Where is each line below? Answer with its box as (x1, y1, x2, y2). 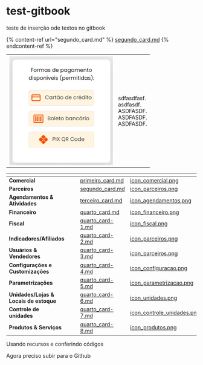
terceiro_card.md (80, 196, 123, 204)
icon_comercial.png (129, 176, 179, 184)
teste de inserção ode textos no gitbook (6, 24, 106, 31)
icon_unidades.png (129, 294, 177, 302)
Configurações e (8, 261, 53, 268)
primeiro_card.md (80, 176, 124, 184)
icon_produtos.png (129, 324, 177, 331)
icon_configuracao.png (129, 265, 188, 272)
